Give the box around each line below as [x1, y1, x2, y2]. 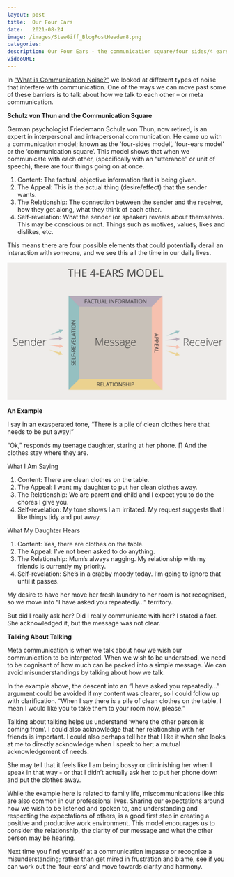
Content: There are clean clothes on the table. [17, 475, 150, 484]
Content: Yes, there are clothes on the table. [17, 539, 144, 548]
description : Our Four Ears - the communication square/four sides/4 [7, 48, 214, 55]
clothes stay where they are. [7, 448, 89, 457]
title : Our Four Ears [7, 18, 73, 26]
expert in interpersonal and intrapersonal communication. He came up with [7, 132, 222, 140]
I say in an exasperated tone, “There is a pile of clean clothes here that [7, 420, 210, 428]
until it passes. [17, 577, 59, 585]
